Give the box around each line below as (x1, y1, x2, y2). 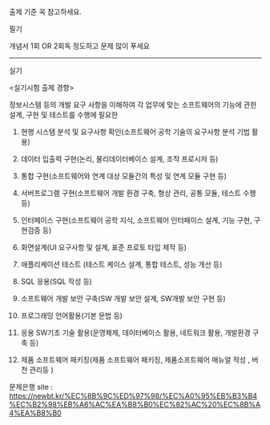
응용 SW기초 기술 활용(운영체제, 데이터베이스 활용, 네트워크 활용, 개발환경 (20, 328, 251, 337)
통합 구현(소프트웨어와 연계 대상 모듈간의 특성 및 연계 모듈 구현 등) (20, 171, 228, 181)
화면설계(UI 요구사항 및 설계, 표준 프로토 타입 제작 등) (20, 243, 187, 251)
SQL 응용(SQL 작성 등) (20, 276, 93, 286)
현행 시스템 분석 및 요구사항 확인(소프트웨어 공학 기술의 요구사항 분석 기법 (20, 127, 251, 137)
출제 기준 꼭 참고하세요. (9, 7, 83, 16)
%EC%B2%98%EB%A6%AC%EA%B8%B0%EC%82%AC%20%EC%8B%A (9, 400, 261, 409)
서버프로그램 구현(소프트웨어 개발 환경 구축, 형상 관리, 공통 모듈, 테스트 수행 (20, 188, 256, 198)
